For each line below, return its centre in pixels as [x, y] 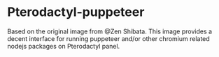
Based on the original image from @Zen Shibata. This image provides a [109, 31]
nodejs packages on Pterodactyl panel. [64, 46]
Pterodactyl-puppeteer [76, 12]
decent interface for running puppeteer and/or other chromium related [108, 38]
